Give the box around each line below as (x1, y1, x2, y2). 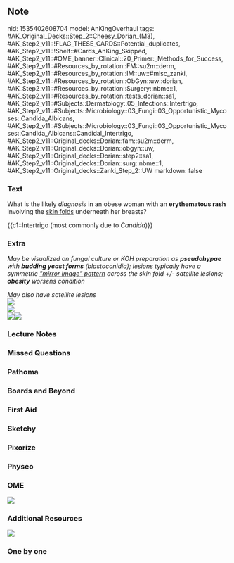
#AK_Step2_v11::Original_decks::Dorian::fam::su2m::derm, (7, 137, 174, 145)
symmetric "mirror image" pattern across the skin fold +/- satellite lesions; (7, 270, 223, 278)
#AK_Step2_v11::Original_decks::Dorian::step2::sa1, (7, 151, 153, 160)
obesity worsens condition (7, 277, 86, 286)
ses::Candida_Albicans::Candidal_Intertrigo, (7, 129, 134, 137)
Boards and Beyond (7, 386, 76, 396)
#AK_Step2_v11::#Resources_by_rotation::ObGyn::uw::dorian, (7, 77, 183, 85)
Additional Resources (7, 514, 82, 523)
